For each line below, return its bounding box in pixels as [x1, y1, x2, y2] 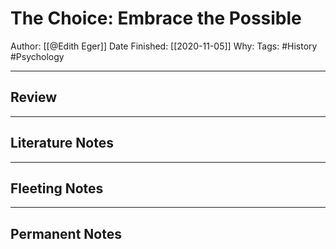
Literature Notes [10, 135, 114, 152]
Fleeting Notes [10, 180, 104, 197]
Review [10, 89, 58, 106]
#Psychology [10, 50, 65, 62]
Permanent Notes [10, 225, 122, 242]
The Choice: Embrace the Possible [10, 7, 302, 30]
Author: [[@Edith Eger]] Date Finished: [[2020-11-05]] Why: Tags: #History [10, 40, 318, 52]
